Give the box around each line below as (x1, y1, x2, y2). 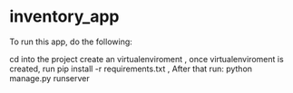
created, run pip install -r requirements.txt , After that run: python (9, 63, 252, 74)
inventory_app (9, 6, 120, 27)
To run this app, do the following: (9, 36, 133, 47)
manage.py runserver (9, 72, 91, 83)
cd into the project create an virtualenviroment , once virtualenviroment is (9, 53, 284, 64)
